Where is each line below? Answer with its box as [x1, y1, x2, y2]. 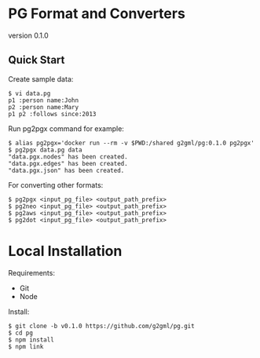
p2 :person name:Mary [8, 103, 79, 111]
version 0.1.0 [8, 31, 49, 40]
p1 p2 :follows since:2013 [8, 110, 97, 118]
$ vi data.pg [8, 89, 51, 97]
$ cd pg [8, 329, 34, 337]
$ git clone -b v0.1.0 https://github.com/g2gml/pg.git [8, 322, 195, 330]
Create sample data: [8, 74, 74, 83]
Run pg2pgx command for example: [8, 123, 124, 133]
